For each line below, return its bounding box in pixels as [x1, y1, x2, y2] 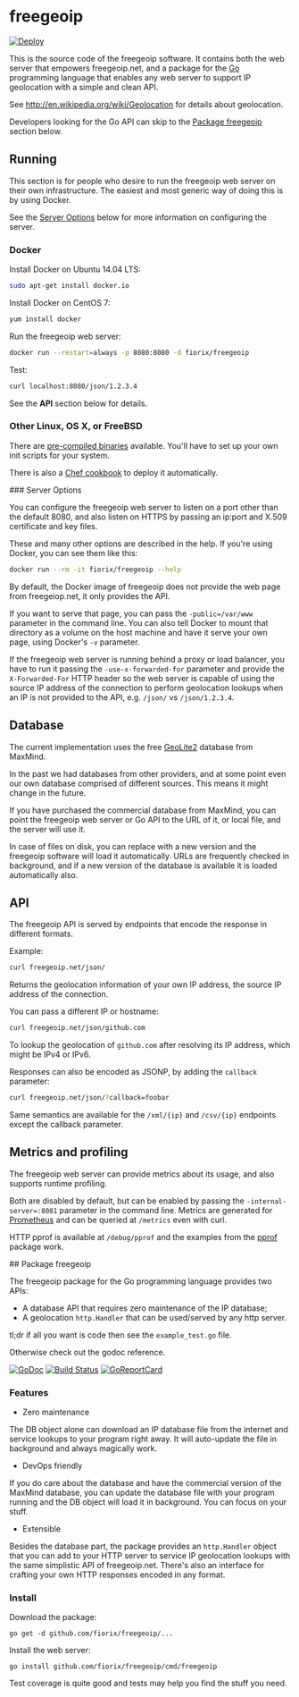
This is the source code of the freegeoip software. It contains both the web [9, 53, 286, 63]
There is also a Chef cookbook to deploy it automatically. [9, 467, 219, 477]
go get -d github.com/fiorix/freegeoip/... [9, 1629, 174, 1638]
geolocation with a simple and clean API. [9, 81, 159, 92]
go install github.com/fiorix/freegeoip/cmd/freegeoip [9, 1662, 218, 1671]
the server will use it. [9, 823, 87, 834]
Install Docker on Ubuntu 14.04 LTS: [9, 264, 141, 274]
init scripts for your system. [9, 450, 110, 460]
